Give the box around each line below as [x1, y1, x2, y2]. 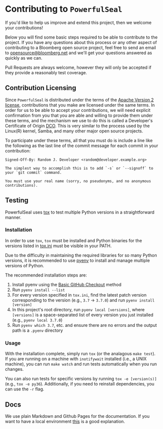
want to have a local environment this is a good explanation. [5, 418, 125, 424]
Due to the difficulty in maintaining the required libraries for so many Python [5, 252, 157, 258]
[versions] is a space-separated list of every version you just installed [12, 312, 154, 318]
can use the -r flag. [5, 386, 45, 392]
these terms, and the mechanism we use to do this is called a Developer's [5, 117, 153, 123]
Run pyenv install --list [12, 287, 65, 293]
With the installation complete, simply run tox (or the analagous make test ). [5, 351, 156, 357]
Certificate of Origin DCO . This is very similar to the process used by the [5, 123, 150, 129]
